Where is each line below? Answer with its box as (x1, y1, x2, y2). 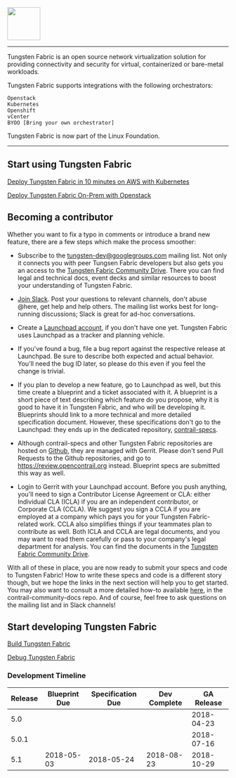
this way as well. (17, 468, 65, 477)
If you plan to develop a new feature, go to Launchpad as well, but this (17, 380, 221, 389)
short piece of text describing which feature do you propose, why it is (17, 395, 219, 404)
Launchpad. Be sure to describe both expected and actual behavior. (17, 352, 214, 360)
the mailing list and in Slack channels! (7, 601, 116, 609)
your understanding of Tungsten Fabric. (17, 281, 133, 289)
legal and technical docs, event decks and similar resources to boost (17, 274, 216, 282)
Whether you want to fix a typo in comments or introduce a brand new (7, 230, 211, 238)
